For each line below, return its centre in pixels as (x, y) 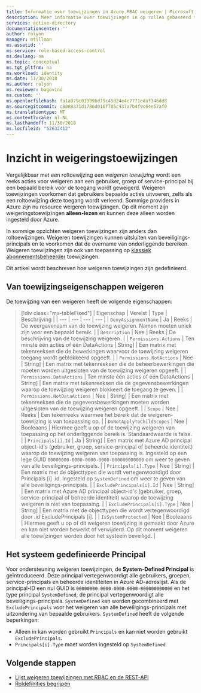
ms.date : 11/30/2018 (32, 78)
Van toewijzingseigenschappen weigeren (85, 287)
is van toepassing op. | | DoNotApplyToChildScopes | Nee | (118, 421)
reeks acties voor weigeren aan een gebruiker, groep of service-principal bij (100, 181)
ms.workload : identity (34, 73)
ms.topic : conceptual (33, 62)
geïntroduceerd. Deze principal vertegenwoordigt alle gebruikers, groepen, (99, 575)
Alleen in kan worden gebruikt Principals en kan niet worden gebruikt (101, 631)
